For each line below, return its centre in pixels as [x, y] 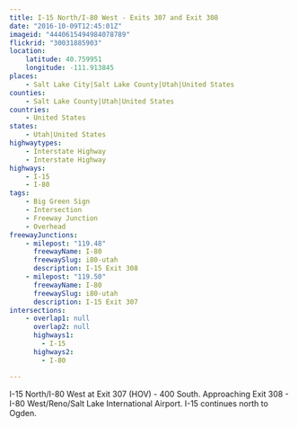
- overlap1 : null [58, 319]
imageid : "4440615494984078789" [70, 34]
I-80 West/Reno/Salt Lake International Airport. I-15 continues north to [139, 403]
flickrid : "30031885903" [56, 43]
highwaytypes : [36, 143]
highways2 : [53, 351]
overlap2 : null [61, 327]
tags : [19, 193]
